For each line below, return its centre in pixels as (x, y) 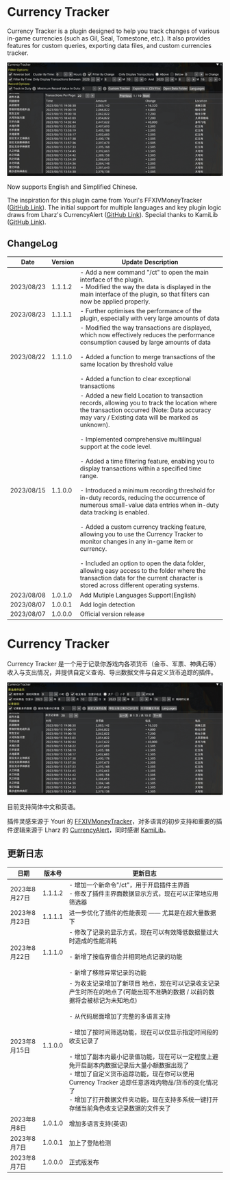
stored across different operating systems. (140, 585)
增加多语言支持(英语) (98, 1123)
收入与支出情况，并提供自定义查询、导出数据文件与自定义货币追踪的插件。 (112, 672)
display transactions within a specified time (141, 468)
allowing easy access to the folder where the (143, 571)
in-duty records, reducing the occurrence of (142, 498)
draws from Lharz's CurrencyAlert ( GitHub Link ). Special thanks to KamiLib (113, 215)
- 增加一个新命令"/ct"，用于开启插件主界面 (129, 885)
